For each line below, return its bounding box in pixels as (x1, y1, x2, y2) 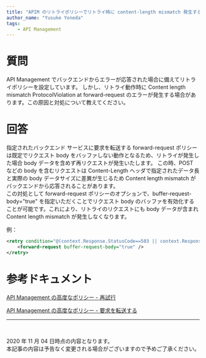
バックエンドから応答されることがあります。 (6, 182, 119, 190)
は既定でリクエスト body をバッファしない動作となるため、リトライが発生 (6, 151, 194, 159)
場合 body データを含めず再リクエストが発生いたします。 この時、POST (11, 159, 194, 167)
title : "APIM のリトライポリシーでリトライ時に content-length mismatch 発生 (6, 9, 193, 15)
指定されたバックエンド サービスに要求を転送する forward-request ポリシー (6, 144, 197, 151)
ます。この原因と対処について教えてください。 (11, 99, 129, 106)
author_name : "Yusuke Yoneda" (6, 15, 84, 21)
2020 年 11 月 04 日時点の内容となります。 (6, 337, 113, 345)
